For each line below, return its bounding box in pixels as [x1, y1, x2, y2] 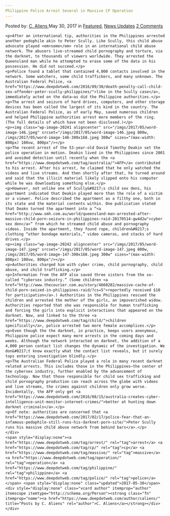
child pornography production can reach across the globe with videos [5, 379, 158, 384]
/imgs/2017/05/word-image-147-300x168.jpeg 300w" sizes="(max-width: [5, 252, 156, 257]
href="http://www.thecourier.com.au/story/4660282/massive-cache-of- [5, 282, 156, 287]
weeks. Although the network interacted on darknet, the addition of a [5, 338, 160, 343]
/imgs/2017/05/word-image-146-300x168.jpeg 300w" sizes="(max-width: [5, 135, 156, 140]
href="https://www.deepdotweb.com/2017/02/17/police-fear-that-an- [5, 414, 152, 419]
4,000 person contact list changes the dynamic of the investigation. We [5, 343, 165, 348]
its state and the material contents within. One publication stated [5, 201, 156, 206]
